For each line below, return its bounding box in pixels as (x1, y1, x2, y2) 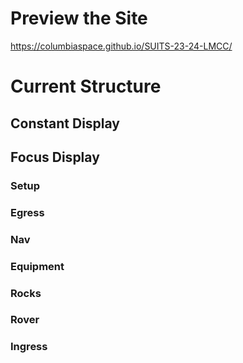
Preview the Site (10, 7, 148, 30)
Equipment (10, 259, 65, 273)
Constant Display (10, 115, 120, 132)
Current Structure (10, 75, 162, 98)
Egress (10, 205, 45, 219)
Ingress (10, 340, 48, 354)
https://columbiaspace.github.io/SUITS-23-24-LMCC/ (10, 40, 233, 52)
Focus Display (10, 148, 100, 166)
